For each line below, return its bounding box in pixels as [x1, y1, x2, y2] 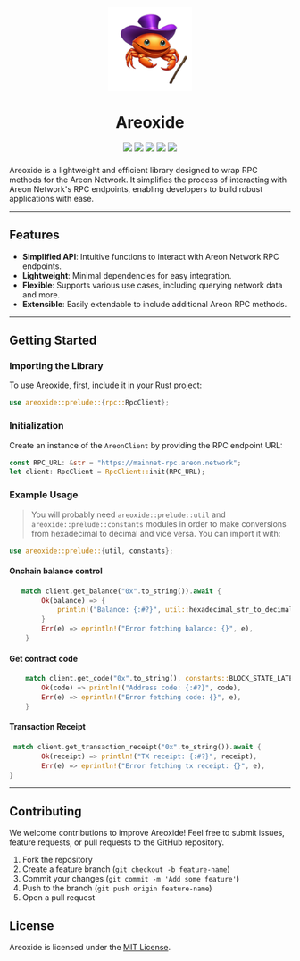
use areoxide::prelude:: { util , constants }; [9, 547, 174, 556]
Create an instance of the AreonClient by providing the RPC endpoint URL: [9, 439, 283, 450]
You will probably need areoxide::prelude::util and [30, 509, 226, 520]
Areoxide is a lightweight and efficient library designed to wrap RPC [9, 164, 258, 175]
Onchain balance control [9, 565, 103, 577]
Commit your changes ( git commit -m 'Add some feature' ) [21, 873, 240, 884]
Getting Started [9, 333, 97, 348]
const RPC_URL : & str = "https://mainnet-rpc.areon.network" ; [9, 458, 242, 467]
